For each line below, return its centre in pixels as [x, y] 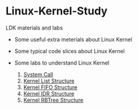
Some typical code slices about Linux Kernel [69, 51]
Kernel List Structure [49, 81]
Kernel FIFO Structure [50, 87]
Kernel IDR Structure [49, 93]
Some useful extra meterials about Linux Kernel [73, 39]
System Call [38, 74]
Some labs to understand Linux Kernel [62, 63]
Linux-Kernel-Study [57, 11]
